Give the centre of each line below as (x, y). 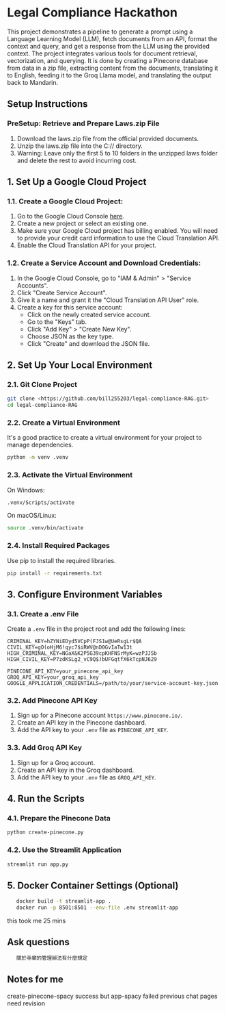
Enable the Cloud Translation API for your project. (87, 245)
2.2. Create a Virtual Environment (64, 423)
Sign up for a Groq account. (56, 762)
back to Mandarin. (33, 82)
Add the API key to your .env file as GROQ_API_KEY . (86, 777)
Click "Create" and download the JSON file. (88, 343)
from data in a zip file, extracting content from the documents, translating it (113, 68)
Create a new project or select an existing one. (83, 223)
